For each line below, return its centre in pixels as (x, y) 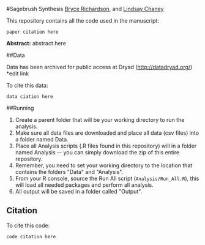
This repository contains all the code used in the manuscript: (83, 21)
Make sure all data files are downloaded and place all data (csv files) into (107, 133)
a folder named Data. (42, 139)
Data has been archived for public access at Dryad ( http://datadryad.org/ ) (99, 67)
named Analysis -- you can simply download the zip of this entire (97, 152)
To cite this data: (27, 85)
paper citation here (33, 32)
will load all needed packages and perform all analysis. (84, 185)
